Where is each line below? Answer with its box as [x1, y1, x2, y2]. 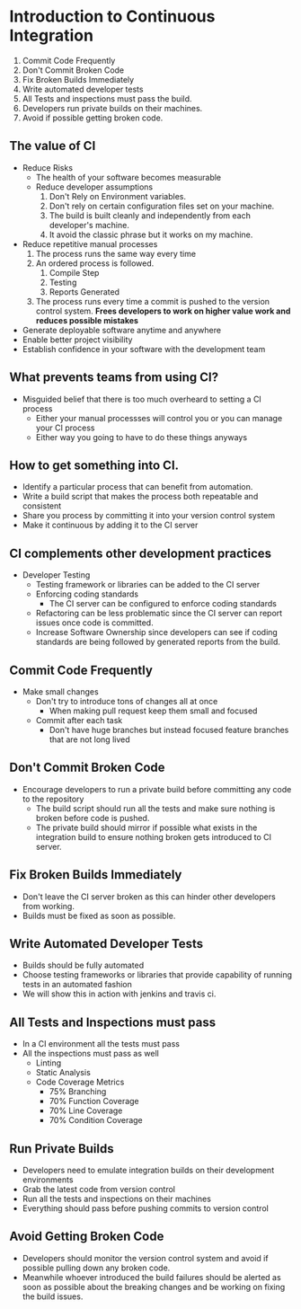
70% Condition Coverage [49, 1115, 144, 1126]
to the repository [22, 793, 84, 804]
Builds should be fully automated [22, 960, 145, 971]
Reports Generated [49, 286, 120, 297]
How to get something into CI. [9, 457, 180, 473]
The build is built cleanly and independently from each [49, 209, 252, 221]
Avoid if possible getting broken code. [22, 112, 164, 123]
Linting [35, 1057, 61, 1068]
